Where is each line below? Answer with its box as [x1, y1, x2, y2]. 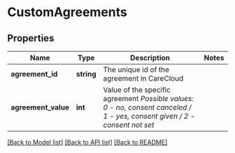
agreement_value [10, 102, 70, 112]
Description [130, 53, 170, 62]
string [76, 69, 97, 79]
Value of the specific [103, 85, 171, 95]
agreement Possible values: [103, 94, 194, 103]
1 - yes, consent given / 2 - [103, 112, 195, 121]
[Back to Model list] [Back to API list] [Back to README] [7, 138, 168, 146]
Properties [7, 32, 55, 44]
